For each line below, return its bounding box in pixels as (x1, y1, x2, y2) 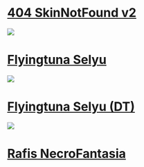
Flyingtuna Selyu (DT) (7, 99, 135, 115)
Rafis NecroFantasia (7, 146, 126, 161)
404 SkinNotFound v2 (7, 5, 137, 21)
